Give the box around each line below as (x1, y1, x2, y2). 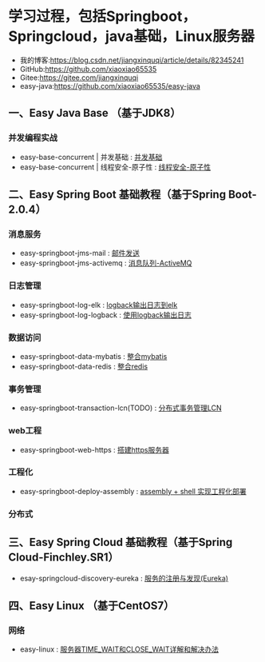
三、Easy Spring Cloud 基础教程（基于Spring (8, 536, 233, 549)
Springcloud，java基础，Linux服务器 (8, 27, 255, 46)
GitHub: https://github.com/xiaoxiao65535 (19, 64, 157, 74)
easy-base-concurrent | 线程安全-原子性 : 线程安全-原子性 (19, 162, 212, 172)
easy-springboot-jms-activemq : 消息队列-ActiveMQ (19, 258, 192, 268)
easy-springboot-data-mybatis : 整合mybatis (19, 351, 168, 361)
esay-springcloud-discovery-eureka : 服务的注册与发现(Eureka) (19, 573, 229, 583)
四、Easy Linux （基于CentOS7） (8, 599, 175, 612)
